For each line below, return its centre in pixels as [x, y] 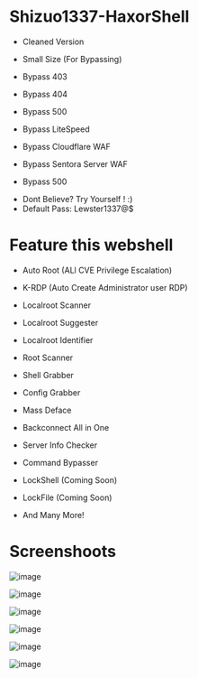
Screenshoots [63, 552]
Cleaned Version [53, 42]
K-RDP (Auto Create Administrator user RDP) [105, 287]
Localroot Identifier [58, 339]
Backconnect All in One [66, 427]
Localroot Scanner [57, 305]
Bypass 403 [45, 76]
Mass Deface [47, 410]
